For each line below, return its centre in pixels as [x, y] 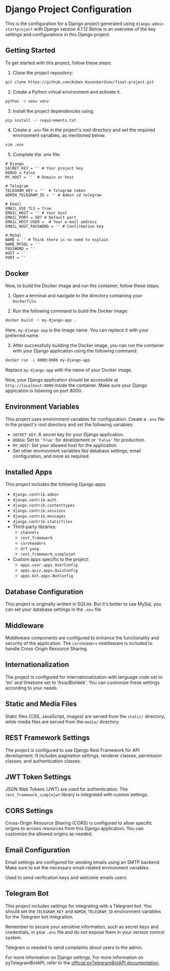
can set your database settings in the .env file [53, 609]
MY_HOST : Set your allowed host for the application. [65, 445]
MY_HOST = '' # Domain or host [40, 177]
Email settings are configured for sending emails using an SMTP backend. [83, 862]
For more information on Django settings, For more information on [75, 957]
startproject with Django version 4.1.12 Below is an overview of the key [81, 29]
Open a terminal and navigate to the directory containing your [77, 296]
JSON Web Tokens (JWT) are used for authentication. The [67, 789]
